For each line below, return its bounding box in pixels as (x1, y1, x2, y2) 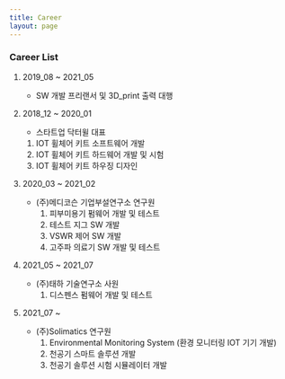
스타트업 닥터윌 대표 (35, 127, 106, 137)
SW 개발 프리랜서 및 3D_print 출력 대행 (35, 90, 174, 101)
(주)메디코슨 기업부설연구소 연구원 (35, 197, 156, 207)
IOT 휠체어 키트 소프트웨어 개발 (35, 137, 146, 148)
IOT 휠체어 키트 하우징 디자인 (35, 160, 138, 171)
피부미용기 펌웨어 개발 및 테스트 (49, 207, 160, 218)
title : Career (9, 13, 63, 22)
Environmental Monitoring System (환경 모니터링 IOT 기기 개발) (49, 337, 277, 348)
